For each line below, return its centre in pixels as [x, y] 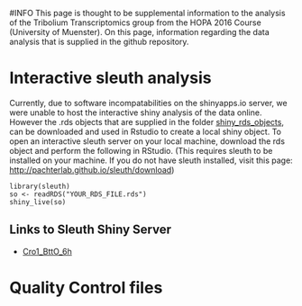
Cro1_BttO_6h [47, 251]
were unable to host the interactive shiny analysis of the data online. [136, 112]
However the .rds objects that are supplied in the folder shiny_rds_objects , [146, 121]
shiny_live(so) [38, 202]
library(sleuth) [40, 186]
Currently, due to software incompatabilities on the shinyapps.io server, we [148, 103]
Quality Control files [86, 288]
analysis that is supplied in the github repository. [99, 41]
